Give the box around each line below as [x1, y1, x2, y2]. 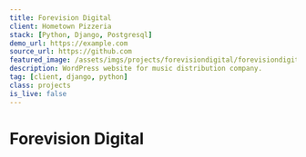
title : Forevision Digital [9, 13, 112, 23]
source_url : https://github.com [9, 47, 132, 56]
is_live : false [9, 89, 67, 98]
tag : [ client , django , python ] [9, 73, 128, 82]
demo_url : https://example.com [9, 38, 128, 48]
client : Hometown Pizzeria [9, 22, 112, 31]
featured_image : [9, 55, 71, 64]
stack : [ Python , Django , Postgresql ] [9, 30, 153, 39]
